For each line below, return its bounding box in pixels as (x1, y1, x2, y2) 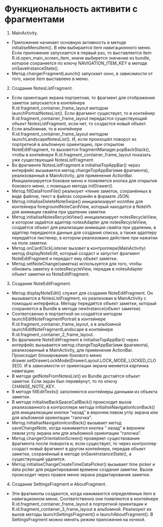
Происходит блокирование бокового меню (11, 352, 102, 358)
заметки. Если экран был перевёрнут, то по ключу (11, 378, 118, 384)
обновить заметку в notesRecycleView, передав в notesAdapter (11, 266, 143, 272)
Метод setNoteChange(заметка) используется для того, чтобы (11, 260, 142, 267)
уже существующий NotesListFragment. (11, 157, 95, 163)
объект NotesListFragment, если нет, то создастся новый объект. (11, 121, 147, 126)
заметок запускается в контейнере (11, 100, 85, 105)
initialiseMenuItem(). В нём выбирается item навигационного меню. (11, 44, 152, 50)
